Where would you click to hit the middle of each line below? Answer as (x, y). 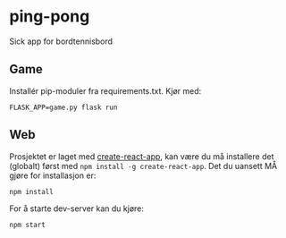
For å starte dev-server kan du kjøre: (77, 208)
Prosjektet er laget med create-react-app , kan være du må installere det (142, 156)
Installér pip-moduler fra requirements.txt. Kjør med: (105, 90)
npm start (28, 225)
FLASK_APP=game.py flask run (63, 107)
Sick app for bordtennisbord (61, 41)
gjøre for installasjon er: (53, 175)
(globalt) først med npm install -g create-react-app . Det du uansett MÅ (143, 166)
